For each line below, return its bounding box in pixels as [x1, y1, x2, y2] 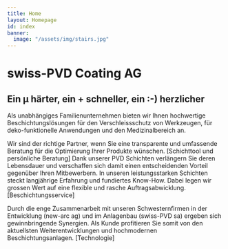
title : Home [7, 10, 41, 17]
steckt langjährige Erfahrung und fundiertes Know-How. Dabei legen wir [7, 176, 212, 185]
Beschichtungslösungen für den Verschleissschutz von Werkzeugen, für [7, 119, 213, 127]
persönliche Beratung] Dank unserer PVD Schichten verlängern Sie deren [7, 154, 216, 163]
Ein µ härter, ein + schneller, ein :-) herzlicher [7, 93, 205, 104]
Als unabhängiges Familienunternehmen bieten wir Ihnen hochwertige [7, 111, 206, 120]
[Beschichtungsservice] [7, 191, 75, 199]
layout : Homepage [7, 17, 57, 24]
